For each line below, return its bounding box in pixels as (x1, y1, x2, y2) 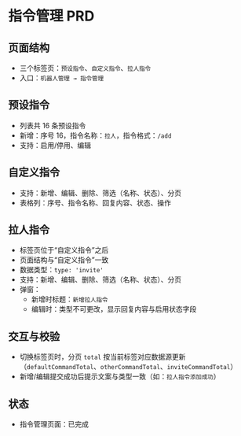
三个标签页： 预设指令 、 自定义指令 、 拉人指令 (19, 64, 152, 72)
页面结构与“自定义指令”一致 (19, 255, 109, 264)
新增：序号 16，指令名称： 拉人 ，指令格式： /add (19, 131, 172, 140)
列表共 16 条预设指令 (19, 120, 86, 130)
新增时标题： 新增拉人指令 (31, 294, 108, 304)
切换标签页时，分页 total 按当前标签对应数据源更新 (19, 352, 186, 362)
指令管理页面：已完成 (19, 419, 89, 429)
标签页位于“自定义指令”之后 (19, 246, 109, 255)
